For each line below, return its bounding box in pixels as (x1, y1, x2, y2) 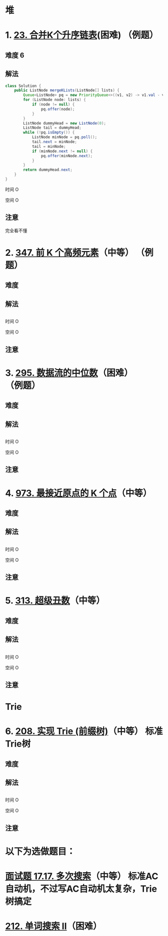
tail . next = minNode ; (31, 139, 77, 145)
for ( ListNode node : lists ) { (23, 97, 86, 102)
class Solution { (5, 83, 41, 88)
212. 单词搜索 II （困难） (5, 920, 102, 932)
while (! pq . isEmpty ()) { (23, 130, 75, 135)
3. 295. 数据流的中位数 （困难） (5, 367, 133, 378)
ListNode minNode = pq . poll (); (31, 135, 97, 140)
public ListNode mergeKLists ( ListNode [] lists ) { (14, 88, 120, 93)
